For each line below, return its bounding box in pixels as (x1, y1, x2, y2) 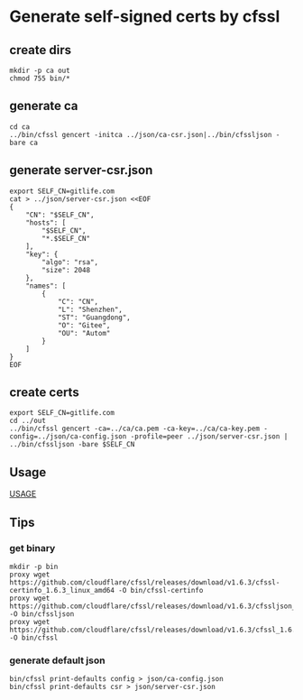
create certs (9, 385, 79, 401)
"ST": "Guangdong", (57, 313, 131, 322)
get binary (9, 541, 56, 554)
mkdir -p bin (9, 562, 59, 571)
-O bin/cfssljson (9, 609, 75, 619)
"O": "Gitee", (57, 320, 111, 330)
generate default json (9, 654, 106, 667)
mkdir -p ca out (9, 66, 70, 75)
